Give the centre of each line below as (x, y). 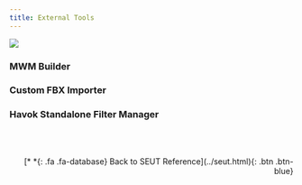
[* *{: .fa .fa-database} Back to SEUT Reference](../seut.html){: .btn (149, 161)
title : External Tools (52, 18)
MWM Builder (40, 66)
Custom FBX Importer (58, 90)
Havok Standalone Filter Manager (84, 115)
